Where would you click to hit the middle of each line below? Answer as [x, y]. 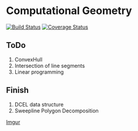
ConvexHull [28, 59]
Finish [18, 90]
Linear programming [39, 72]
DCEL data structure [39, 104]
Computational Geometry [69, 11]
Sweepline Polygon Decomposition [56, 111]
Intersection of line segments [50, 65]
